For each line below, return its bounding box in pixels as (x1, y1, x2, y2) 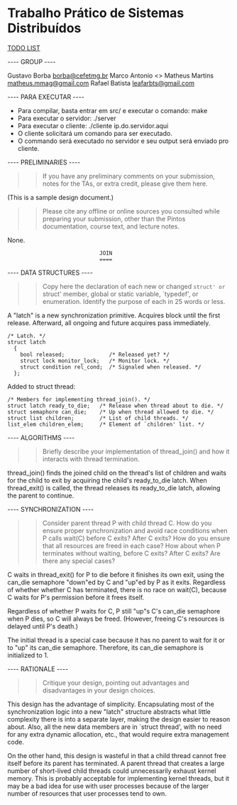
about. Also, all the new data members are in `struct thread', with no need (7, 722, 222, 731)
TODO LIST (7, 43, 40, 52)
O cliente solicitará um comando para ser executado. (17, 129, 172, 137)
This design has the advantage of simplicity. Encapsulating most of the (7, 700, 214, 708)
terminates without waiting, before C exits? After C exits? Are (42, 549, 221, 557)
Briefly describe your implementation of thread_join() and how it (42, 447, 230, 456)
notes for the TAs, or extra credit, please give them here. (42, 179, 208, 188)
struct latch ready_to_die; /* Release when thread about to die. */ (7, 402, 224, 409)
